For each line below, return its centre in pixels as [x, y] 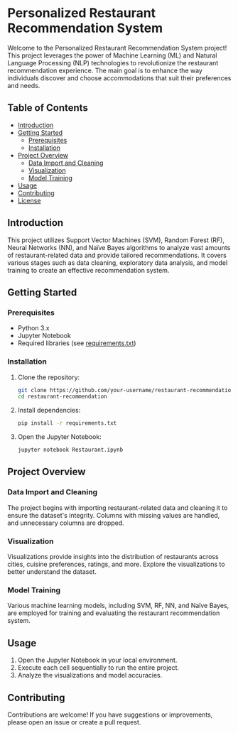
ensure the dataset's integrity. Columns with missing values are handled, [114, 515]
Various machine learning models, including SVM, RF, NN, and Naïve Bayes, [118, 606]
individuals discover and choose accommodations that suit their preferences [119, 78]
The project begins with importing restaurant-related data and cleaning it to [118, 507]
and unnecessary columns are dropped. [66, 523]
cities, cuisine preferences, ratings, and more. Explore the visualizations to [116, 564]
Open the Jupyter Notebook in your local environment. [97, 660]
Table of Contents [48, 108]
